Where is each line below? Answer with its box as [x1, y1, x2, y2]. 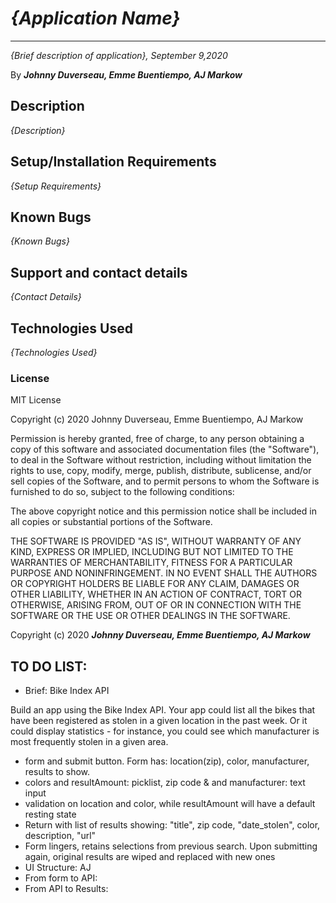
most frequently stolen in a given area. [10, 736, 169, 748]
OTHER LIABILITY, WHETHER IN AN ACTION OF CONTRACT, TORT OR [10, 588, 302, 601]
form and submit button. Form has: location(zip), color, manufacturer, [24, 755, 310, 767]
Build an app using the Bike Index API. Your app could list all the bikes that [10, 704, 316, 716]
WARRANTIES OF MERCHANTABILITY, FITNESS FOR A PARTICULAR [10, 557, 293, 569]
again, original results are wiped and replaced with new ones [24, 851, 276, 863]
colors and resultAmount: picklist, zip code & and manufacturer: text [24, 777, 306, 789]
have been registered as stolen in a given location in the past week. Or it [10, 715, 308, 727]
